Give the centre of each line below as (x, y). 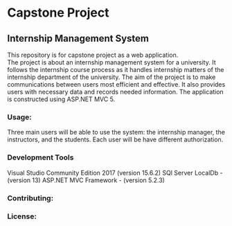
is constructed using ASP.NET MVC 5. (61, 99)
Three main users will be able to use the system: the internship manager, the (116, 132)
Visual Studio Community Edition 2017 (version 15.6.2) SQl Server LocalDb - (115, 173)
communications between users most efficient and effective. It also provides (116, 84)
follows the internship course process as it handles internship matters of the (116, 70)
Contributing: (30, 198)
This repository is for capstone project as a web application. (93, 55)
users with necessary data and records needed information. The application (115, 92)
